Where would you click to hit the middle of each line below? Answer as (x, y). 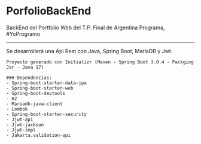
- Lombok (17, 109)
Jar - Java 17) (25, 67)
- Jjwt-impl (21, 130)
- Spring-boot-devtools (36, 93)
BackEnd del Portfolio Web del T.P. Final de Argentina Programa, (86, 27)
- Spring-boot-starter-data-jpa (46, 83)
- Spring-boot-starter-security (46, 114)
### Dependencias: (29, 78)
